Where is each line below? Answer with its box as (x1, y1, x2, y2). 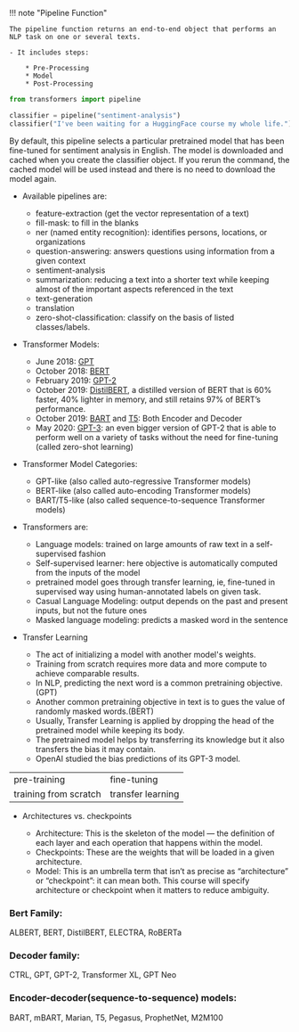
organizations (35, 236, 86, 247)
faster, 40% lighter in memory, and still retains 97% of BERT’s (35, 394, 261, 405)
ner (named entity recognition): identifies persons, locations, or (35, 226, 268, 237)
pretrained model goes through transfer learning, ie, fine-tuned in (35, 577, 276, 587)
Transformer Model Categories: (21, 458, 138, 469)
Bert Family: (9, 906, 63, 919)
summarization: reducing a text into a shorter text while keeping (35, 274, 270, 284)
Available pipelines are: (21, 191, 108, 201)
